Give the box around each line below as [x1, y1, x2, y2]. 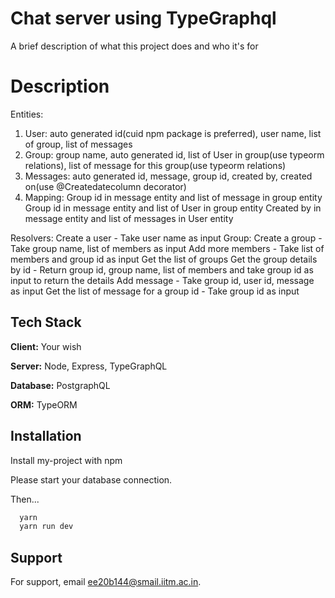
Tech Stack [10, 314, 82, 331]
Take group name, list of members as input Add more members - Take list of [10, 242, 325, 254]
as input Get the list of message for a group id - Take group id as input [10, 285, 300, 297]
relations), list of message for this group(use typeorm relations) [24, 159, 287, 171]
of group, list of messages [24, 138, 133, 150]
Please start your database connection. [10, 473, 173, 486]
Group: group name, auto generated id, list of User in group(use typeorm [24, 148, 325, 161]
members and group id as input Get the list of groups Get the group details [10, 253, 318, 265]
